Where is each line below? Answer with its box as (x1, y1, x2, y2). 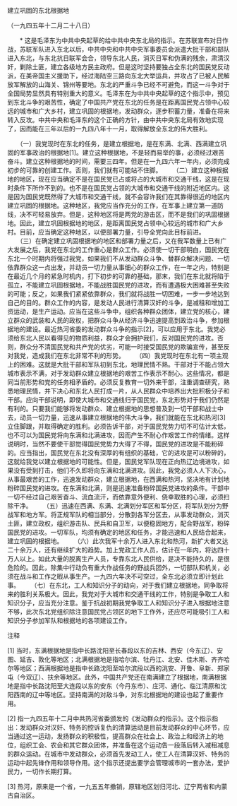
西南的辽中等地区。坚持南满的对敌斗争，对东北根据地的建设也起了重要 (13, 691, 217, 699)
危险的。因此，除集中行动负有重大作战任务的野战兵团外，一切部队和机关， (7, 564, 224, 571)
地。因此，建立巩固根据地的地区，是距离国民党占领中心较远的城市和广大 (7, 219, 217, 227)
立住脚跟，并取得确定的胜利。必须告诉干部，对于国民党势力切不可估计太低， (7, 422, 230, 430)
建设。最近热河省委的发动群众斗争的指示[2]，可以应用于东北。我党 (25, 325, 220, 333)
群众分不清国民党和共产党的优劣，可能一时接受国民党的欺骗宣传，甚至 (19, 343, 224, 351)
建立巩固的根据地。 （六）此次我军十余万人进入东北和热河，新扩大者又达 (7, 537, 229, 545)
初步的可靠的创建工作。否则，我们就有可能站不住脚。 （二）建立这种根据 (7, 166, 229, 174)
